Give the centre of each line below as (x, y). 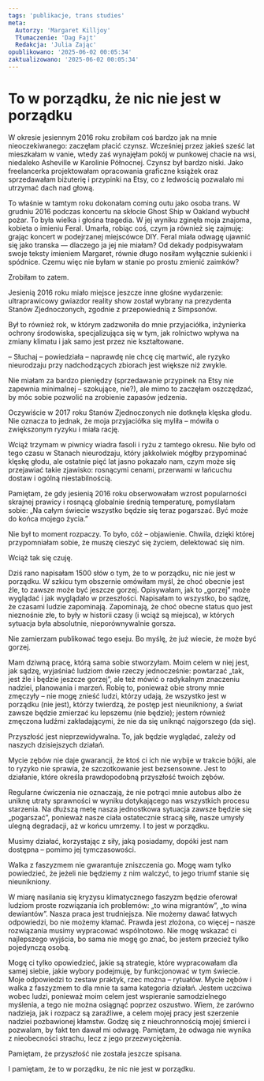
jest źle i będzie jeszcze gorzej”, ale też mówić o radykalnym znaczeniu (124, 679)
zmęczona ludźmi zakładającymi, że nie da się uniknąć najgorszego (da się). (132, 721)
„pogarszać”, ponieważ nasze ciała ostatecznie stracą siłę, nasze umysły (126, 817)
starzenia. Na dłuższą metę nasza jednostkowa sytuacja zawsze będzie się (130, 809)
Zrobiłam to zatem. (39, 277)
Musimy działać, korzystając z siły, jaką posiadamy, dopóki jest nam (118, 841)
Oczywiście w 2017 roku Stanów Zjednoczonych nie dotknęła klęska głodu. (130, 412)
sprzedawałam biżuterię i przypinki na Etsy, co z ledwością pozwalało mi (126, 179)
